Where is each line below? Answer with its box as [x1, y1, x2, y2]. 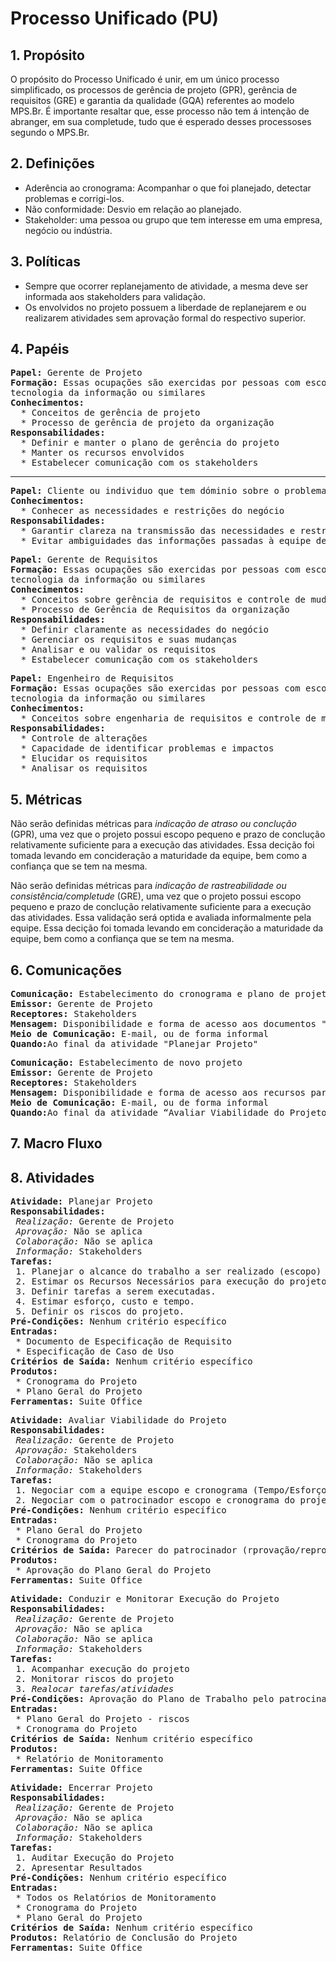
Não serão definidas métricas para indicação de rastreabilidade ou [10, 880, 287, 892]
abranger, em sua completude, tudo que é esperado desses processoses [10, 116, 312, 127]
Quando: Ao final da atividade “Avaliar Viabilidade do [10, 1107, 285, 1119]
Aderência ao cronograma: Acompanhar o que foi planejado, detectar [24, 182, 312, 194]
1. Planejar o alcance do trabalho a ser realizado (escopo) [15, 1266, 322, 1277]
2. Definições [10, 155, 95, 172]
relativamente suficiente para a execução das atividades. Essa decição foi [10, 839, 315, 851]
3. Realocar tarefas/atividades [15, 1683, 175, 1695]
